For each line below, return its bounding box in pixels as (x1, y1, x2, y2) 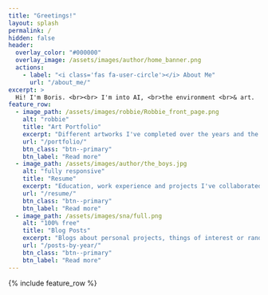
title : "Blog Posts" (22, 226, 91, 235)
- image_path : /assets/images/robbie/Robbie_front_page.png (15, 108, 219, 116)
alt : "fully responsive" (22, 167, 105, 175)
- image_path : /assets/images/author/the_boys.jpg (15, 160, 187, 168)
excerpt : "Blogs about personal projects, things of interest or (22, 234, 245, 242)
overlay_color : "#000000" (15, 49, 102, 57)
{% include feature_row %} (8, 278, 97, 288)
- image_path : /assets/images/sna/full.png (15, 212, 162, 220)
